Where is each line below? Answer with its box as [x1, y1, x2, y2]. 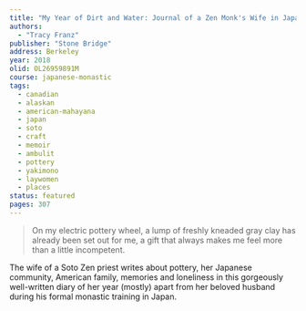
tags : [9, 81, 30, 90]
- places [17, 183, 51, 192]
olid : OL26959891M [9, 65, 79, 74]
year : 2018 [9, 56, 51, 65]
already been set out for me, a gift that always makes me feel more [31, 234, 283, 245]
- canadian [17, 89, 59, 98]
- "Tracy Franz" [17, 30, 79, 39]
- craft [17, 132, 47, 141]
